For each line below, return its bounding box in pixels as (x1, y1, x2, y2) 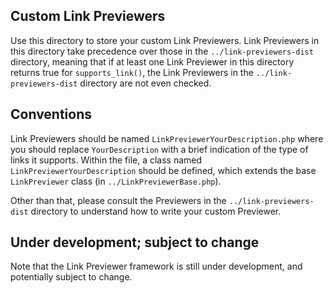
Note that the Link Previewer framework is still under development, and (10, 260, 303, 273)
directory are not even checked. (79, 77, 212, 89)
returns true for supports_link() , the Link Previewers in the (10, 66, 254, 78)
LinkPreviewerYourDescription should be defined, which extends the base (10, 164, 317, 176)
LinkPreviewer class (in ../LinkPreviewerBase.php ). (10, 175, 222, 187)
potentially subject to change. (10, 271, 133, 283)
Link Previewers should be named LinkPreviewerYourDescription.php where (10, 132, 324, 144)
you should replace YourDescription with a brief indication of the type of (10, 143, 309, 155)
